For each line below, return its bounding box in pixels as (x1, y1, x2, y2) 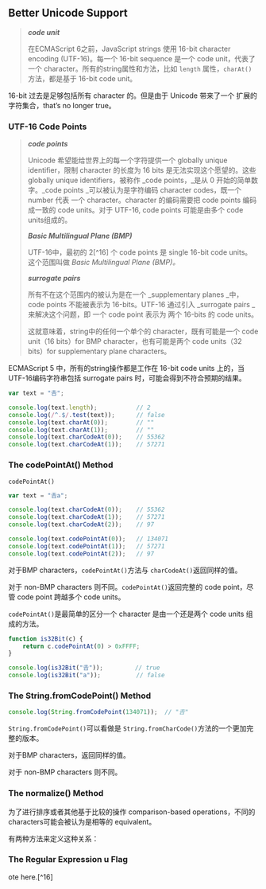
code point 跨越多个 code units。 (17, 592, 125, 602)
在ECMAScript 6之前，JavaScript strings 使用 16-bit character (27, 44, 231, 53)
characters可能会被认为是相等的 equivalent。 (8, 817, 156, 826)
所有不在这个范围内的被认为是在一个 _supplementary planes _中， (27, 290, 244, 299)
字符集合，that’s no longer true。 (8, 100, 117, 110)
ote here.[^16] (8, 871, 53, 882)
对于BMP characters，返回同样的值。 (8, 751, 131, 760)
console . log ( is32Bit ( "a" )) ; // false (8, 672, 165, 680)
